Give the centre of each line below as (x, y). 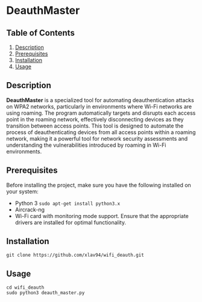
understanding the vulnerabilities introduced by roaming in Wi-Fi (86, 145)
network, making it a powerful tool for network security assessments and (97, 138)
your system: (23, 191)
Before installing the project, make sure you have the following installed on (99, 185)
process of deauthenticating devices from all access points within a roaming (101, 132)
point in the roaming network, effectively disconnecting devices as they (95, 119)
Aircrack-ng (30, 210)
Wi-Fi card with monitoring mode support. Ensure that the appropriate (102, 216)
